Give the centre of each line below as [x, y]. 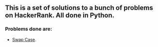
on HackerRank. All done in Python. [60, 16]
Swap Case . [24, 39]
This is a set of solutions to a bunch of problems [79, 8]
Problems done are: [29, 29]
